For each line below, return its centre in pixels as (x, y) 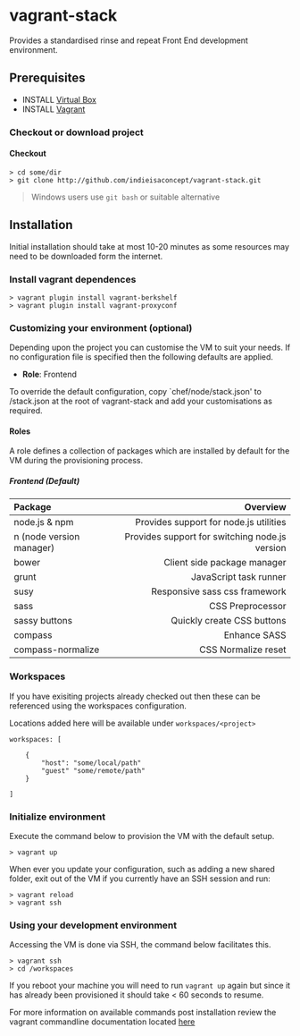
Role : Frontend (50, 374)
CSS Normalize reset (243, 650)
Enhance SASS (255, 635)
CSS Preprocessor (248, 607)
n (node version (47, 537)
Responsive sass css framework (219, 591)
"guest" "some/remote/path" (93, 770)
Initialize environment (57, 817)
